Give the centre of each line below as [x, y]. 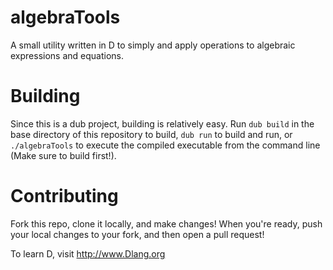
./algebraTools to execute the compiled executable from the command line [165, 145]
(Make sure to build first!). [63, 155]
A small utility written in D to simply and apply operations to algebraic [153, 45]
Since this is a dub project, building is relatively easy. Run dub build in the [162, 123]
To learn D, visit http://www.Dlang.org [88, 253]
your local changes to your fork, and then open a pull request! [137, 234]
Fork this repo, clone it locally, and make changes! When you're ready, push [166, 223]
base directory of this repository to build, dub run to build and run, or [151, 134]
